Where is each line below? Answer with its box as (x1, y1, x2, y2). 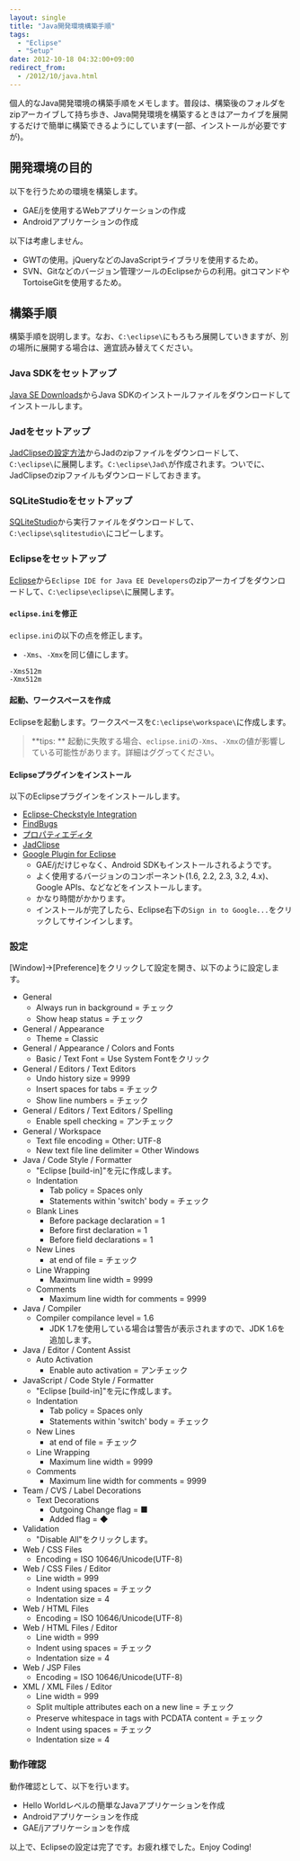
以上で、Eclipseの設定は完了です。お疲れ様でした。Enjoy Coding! (9, 1841, 251, 1852)
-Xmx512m (9, 675, 42, 684)
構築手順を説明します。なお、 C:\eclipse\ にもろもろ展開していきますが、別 (9, 331, 289, 342)
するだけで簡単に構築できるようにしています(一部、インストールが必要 (9, 120, 272, 130)
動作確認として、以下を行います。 (9, 1780, 135, 1791)
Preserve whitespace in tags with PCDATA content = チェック (35, 1713, 263, 1723)
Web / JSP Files (22, 1662, 81, 1673)
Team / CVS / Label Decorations (22, 1485, 142, 1496)
